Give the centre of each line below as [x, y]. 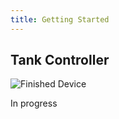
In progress [34, 103]
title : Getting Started [60, 19]
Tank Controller [60, 60]
